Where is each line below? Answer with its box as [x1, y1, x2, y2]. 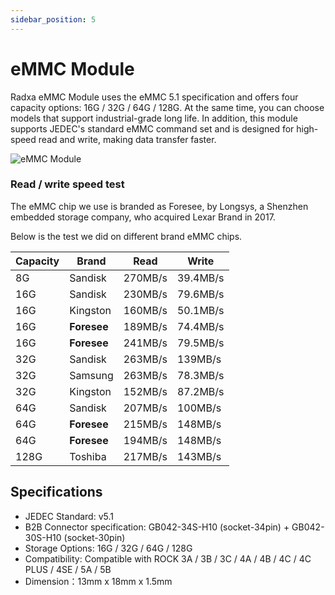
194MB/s [123, 433, 168, 447]
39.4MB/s [176, 271, 225, 285]
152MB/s [123, 384, 168, 398]
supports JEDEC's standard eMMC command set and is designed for [10, 122, 295, 135]
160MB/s [123, 303, 168, 317]
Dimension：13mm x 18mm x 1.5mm [24, 575, 173, 587]
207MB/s [123, 401, 168, 415]
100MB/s [176, 401, 222, 415]
